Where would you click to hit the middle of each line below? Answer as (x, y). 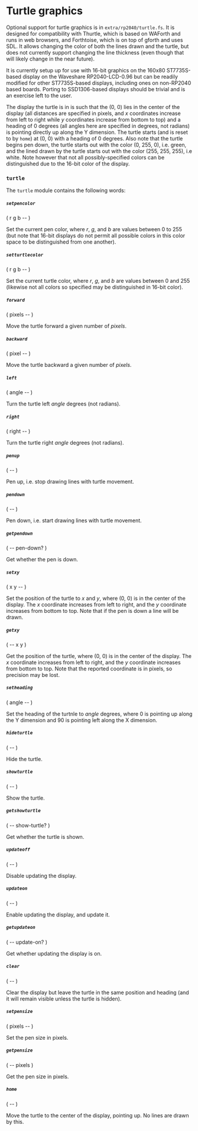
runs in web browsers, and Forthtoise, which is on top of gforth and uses (95, 40)
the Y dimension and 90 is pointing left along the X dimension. (82, 720)
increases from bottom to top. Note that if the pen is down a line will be (92, 611)
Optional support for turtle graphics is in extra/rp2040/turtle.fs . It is (90, 27)
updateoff (18, 850)
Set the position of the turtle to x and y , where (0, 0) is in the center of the (96, 598)
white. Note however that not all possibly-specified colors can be (85, 157)
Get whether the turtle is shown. (45, 836)
